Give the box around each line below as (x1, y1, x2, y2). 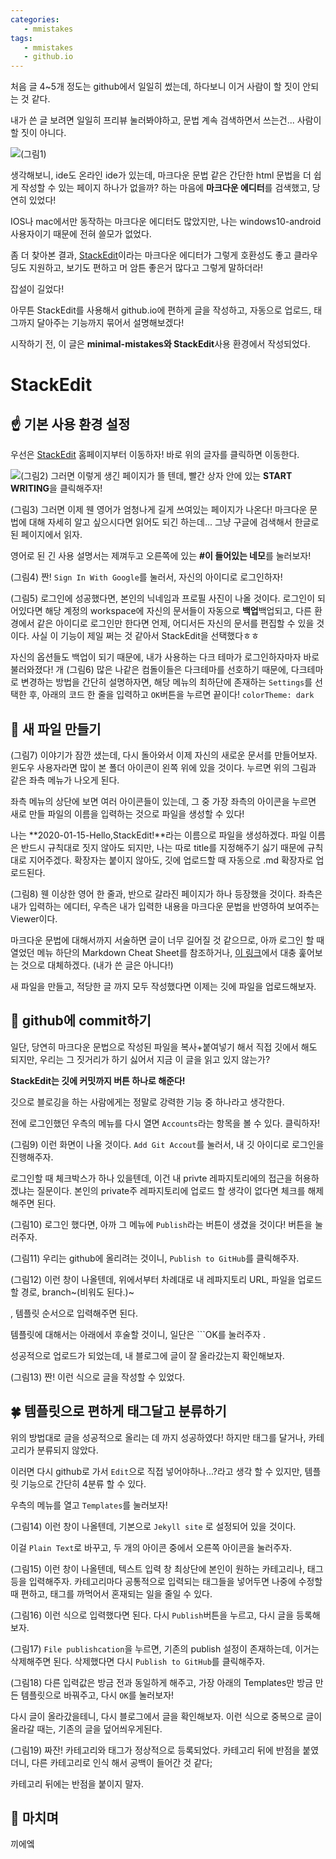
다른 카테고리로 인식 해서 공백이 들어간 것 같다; (31, 1756, 213, 1768)
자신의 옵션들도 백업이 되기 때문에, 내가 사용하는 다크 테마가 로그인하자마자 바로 (10, 651, 320, 663)
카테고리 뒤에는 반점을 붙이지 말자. (10, 1777, 144, 1790)
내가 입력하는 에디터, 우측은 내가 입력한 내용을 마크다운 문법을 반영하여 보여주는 (10, 900, 320, 912)
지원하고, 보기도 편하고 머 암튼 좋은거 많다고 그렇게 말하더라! (28, 262, 264, 274)
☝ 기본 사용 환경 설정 (10, 416, 131, 433)
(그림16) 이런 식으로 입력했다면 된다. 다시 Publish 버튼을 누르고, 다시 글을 (10, 1609, 295, 1621)
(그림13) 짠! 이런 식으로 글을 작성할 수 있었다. (10, 1371, 186, 1383)
